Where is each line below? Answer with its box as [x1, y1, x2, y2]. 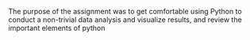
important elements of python [8, 24, 106, 32]
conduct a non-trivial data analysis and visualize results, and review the [8, 15, 242, 24]
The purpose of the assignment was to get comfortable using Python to [8, 7, 242, 16]
